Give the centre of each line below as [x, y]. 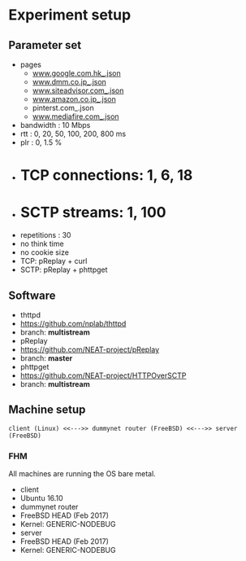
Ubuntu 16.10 [41, 498]
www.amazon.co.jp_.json [74, 99]
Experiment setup [70, 15]
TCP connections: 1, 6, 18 [106, 175]
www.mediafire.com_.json [76, 116]
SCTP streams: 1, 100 [93, 213]
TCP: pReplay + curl [54, 261]
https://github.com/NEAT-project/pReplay [90, 349]
